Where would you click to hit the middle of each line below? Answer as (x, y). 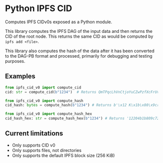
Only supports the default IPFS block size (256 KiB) (63, 155)
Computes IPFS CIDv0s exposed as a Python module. (59, 22)
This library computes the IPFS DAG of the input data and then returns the (79, 31)
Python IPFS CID (39, 8)
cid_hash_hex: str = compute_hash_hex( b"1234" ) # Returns (65, 119)
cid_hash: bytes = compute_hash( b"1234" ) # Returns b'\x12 (66, 105)
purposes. (15, 61)
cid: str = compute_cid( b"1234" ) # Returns (51, 92)
